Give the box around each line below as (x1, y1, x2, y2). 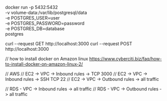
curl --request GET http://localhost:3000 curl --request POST (5, 41, 132, 47)
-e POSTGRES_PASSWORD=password (5, 20, 85, 26)
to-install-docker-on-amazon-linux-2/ (5, 61, 83, 67)
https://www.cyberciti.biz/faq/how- (89, 56, 162, 62)
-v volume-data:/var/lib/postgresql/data (5, 10, 87, 16)
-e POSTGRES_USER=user (5, 15, 60, 21)
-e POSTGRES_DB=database (5, 26, 65, 32)
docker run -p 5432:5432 (5, 5, 58, 10)
